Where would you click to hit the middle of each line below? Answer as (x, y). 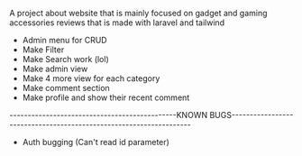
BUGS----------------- (252, 115)
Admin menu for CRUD (64, 40)
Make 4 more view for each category (91, 78)
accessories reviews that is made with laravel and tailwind (117, 23)
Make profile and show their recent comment (106, 97)
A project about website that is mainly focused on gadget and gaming (138, 13)
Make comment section (66, 88)
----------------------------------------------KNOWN (109, 115)
